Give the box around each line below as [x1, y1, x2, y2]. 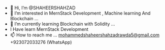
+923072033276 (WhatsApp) [10, 39, 72, 45]
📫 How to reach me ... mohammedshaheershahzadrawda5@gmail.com [10, 32, 160, 38]
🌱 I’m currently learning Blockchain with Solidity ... [10, 21, 115, 27]
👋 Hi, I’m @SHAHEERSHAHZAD [10, 5, 76, 11]
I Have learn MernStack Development [10, 26, 89, 32]
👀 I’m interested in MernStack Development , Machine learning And [10, 10, 151, 16]
